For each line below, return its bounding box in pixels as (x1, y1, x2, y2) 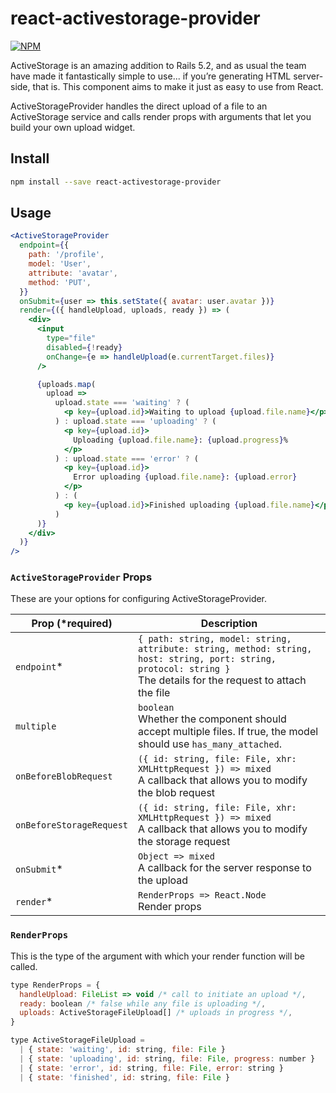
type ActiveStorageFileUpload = (10, 1035, 145, 1046)
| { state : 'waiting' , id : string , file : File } (19, 1045, 226, 1055)
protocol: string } (138, 663, 231, 675)
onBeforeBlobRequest (15, 771, 113, 782)
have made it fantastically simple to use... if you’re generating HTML (10, 70, 292, 82)
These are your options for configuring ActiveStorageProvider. (10, 593, 268, 605)
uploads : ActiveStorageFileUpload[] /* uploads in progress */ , (19, 1008, 293, 1018)
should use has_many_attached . (138, 737, 282, 751)
